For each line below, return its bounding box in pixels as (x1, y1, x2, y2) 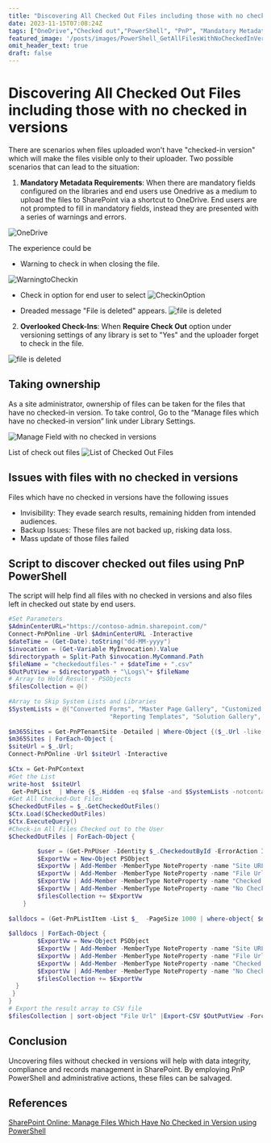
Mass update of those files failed (19, 533, 129, 543)
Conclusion (8, 1034, 68, 1049)
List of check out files (8, 447, 81, 457)
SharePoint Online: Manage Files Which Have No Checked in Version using (8, 1118, 257, 1128)
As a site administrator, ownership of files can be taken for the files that (8, 398, 246, 408)
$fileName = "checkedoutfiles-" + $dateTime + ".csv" (8, 660, 194, 668)
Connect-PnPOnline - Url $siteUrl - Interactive (8, 750, 168, 758)
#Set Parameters (8, 615, 63, 624)
